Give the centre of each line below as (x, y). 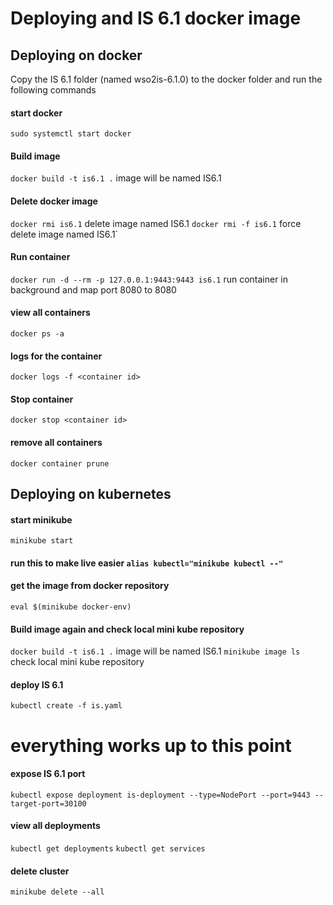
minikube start (42, 541)
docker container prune (60, 463)
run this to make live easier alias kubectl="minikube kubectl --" (147, 563)
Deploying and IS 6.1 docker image (156, 18)
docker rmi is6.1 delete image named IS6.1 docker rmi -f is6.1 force (156, 223)
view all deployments (55, 826)
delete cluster (40, 871)
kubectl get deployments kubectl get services (108, 849)
